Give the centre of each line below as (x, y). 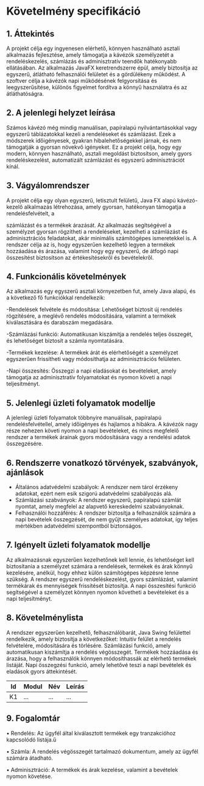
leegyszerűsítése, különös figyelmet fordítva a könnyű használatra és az (97, 87)
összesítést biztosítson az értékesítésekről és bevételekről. (80, 257)
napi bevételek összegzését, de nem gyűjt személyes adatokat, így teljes (107, 520)
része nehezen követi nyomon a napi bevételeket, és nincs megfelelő (93, 431)
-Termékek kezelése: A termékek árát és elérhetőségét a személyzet (92, 352)
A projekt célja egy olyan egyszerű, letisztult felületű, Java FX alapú (91, 200)
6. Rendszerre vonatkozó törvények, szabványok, (102, 463)
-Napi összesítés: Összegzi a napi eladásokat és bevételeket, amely (91, 371)
